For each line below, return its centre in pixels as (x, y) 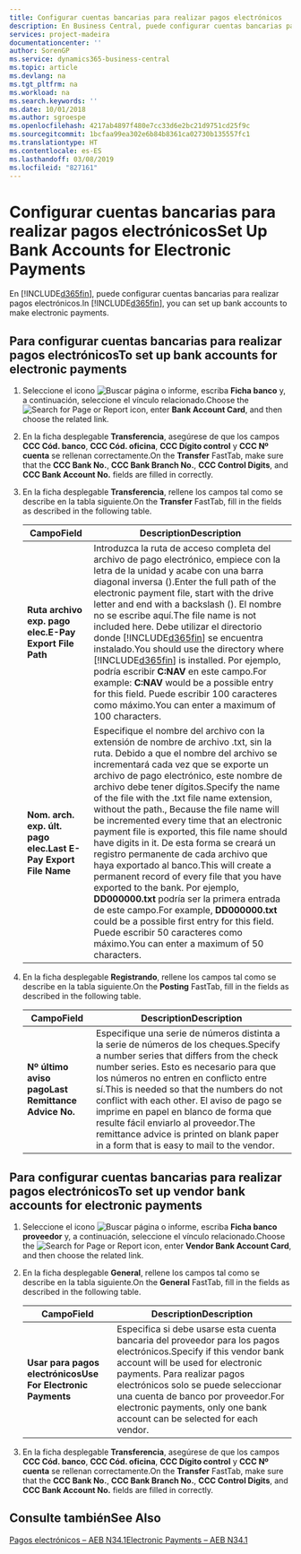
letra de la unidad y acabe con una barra (179, 571)
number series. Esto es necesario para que (185, 1067)
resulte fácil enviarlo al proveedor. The (175, 1123)
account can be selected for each (187, 1419)
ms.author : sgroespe (48, 117)
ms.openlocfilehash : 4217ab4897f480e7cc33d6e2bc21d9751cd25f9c (130, 126)
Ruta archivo (55, 610)
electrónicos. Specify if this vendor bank (200, 1351)
